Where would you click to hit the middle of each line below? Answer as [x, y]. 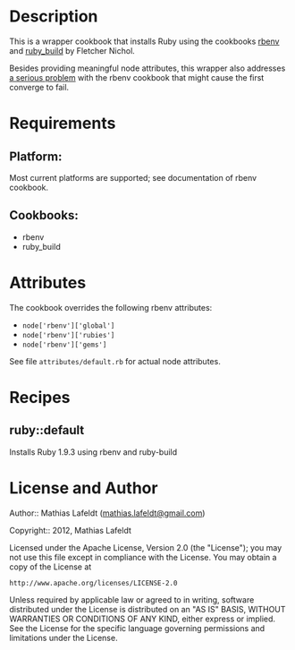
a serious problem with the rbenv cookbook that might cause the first [137, 77]
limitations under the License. [63, 637]
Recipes [40, 397]
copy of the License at [51, 567]
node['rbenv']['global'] [68, 325]
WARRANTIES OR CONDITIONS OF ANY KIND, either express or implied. [142, 619]
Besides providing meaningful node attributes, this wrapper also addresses [147, 68]
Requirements [63, 124]
